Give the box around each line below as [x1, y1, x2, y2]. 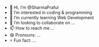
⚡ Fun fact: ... [9, 37, 36, 43]
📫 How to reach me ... [9, 25, 55, 31]
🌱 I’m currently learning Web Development [9, 15, 94, 20]
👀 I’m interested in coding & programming [9, 10, 93, 15]
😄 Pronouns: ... [9, 32, 41, 38]
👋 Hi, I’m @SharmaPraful [9, 5, 59, 10]
